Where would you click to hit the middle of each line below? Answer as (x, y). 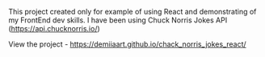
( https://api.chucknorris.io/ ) (55, 28)
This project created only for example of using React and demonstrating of (132, 12)
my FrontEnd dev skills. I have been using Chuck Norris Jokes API (118, 20)
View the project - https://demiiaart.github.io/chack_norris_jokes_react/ (127, 44)
